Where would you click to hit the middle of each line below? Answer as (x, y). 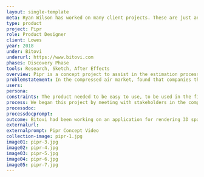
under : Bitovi (24, 52)
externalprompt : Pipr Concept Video (53, 131)
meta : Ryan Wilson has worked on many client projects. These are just (99, 18)
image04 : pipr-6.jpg (32, 159)
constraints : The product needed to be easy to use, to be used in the (99, 97)
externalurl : (23, 125)
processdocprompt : (29, 114)
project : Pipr (24, 29)
